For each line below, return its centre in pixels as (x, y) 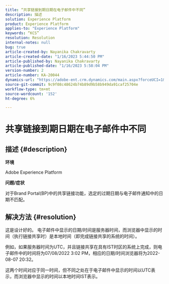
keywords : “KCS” (22, 33)
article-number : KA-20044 (32, 75)
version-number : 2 (24, 71)
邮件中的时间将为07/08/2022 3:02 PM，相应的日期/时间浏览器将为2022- (84, 253)
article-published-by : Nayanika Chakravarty (53, 61)
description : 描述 (24, 15)
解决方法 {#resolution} (41, 217)
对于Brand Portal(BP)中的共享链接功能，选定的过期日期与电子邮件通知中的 (82, 193)
